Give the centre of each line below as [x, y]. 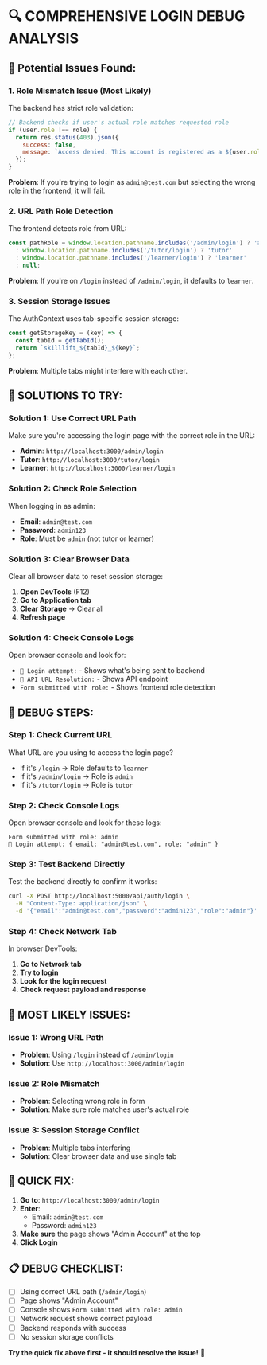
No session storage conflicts [66, 1336]
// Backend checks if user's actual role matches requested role [118, 122]
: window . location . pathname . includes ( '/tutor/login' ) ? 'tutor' [124, 251]
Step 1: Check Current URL [60, 735]
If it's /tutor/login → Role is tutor [76, 784]
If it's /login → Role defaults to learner [84, 768]
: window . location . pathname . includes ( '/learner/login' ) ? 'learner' [131, 258]
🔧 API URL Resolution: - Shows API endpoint [94, 679]
